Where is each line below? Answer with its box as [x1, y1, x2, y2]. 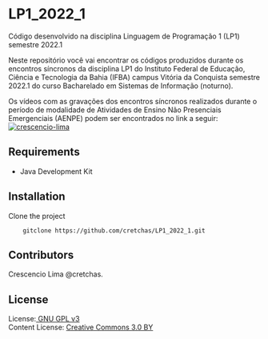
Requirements [8, 145, 80, 159]
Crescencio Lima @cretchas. [8, 269, 104, 279]
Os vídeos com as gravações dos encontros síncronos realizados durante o [8, 96, 258, 106]
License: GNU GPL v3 [8, 314, 80, 324]
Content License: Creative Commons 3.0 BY [8, 322, 154, 333]
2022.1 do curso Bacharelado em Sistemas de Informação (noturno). [8, 81, 234, 91]
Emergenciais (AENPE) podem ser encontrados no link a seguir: [8, 113, 218, 123]
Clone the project [8, 211, 66, 220]
